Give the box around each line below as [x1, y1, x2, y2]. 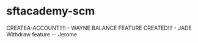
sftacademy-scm [6, 4, 95, 18]
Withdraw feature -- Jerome [6, 30, 78, 38]
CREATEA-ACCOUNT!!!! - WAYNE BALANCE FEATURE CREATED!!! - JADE [6, 24, 192, 31]
